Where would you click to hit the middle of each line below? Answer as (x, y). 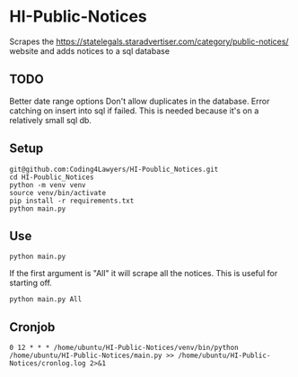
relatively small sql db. (51, 120)
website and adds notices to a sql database (90, 50)
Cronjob (32, 327)
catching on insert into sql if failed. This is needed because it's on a (134, 111)
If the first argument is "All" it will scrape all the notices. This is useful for (144, 274)
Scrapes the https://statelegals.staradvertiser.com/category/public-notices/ (149, 41)
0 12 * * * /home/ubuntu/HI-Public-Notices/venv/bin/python (124, 348)
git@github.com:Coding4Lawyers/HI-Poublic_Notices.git (114, 169)
